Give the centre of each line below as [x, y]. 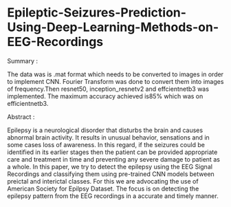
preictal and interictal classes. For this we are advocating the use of [103, 181]
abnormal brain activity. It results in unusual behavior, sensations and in [108, 137]
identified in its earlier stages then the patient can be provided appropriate [112, 152]
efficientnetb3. [28, 103]
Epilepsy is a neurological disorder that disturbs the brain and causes [105, 130]
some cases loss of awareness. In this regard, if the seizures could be [106, 144]
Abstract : [21, 117]
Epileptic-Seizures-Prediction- [97, 13]
